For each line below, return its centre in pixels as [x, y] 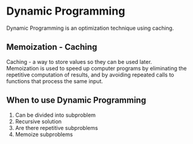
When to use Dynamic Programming [76, 101]
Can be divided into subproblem [55, 115]
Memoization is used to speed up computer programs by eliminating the [96, 68]
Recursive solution [38, 121]
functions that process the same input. [55, 81]
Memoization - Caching [52, 47]
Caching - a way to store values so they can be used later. [79, 61]
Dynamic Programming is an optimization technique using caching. [90, 28]
